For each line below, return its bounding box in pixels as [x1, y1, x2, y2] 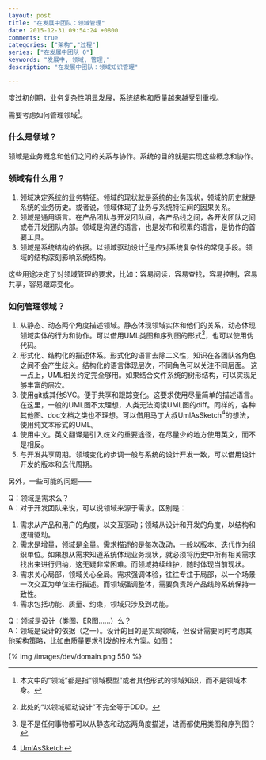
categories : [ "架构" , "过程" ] [8, 41, 100, 49]
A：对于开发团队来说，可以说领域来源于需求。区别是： [8, 503, 187, 513]
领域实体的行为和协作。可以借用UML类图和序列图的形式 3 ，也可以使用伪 [19, 329, 254, 340]
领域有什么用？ [8, 173, 66, 184]
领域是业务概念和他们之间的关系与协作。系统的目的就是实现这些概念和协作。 [8, 151, 258, 161]
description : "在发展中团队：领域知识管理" [8, 63, 139, 71]
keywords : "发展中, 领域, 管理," [8, 56, 110, 64]
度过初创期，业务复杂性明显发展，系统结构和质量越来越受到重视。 [8, 93, 223, 102]
